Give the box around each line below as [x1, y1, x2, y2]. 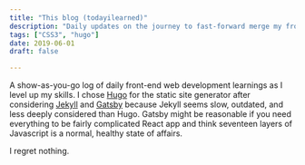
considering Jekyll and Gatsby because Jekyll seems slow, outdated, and [9, 99, 284, 110]
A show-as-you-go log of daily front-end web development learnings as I [9, 80, 283, 91]
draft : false [9, 47, 59, 56]
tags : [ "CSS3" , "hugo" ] [9, 30, 100, 39]
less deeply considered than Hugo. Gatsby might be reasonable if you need [9, 109, 292, 120]
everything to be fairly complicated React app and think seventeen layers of [9, 119, 293, 130]
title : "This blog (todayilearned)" [9, 13, 148, 23]
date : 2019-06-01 [9, 38, 75, 48]
